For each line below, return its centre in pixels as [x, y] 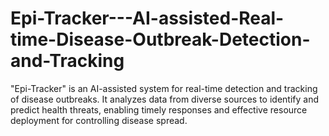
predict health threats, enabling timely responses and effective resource [159, 109]
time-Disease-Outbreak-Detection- [160, 39]
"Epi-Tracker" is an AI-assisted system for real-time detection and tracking [164, 88]
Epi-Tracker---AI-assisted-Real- [147, 18]
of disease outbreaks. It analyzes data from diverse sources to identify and [165, 99]
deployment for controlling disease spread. [99, 120]
